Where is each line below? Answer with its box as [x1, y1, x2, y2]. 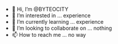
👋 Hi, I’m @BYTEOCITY [11, 6, 69, 12]
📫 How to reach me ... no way [11, 32, 86, 38]
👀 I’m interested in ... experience [11, 12, 91, 19]
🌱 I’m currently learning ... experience [11, 18, 104, 25]
